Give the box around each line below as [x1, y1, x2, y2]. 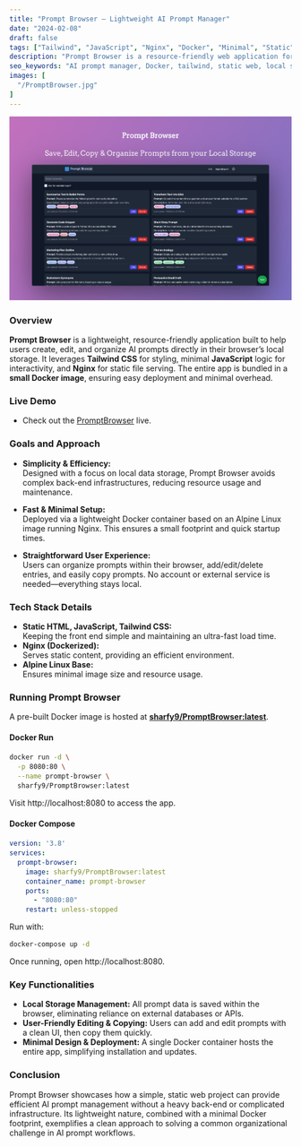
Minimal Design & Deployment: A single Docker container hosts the [21, 1037, 274, 1048]
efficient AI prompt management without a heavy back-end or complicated [9, 1099, 285, 1109]
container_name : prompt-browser [25, 876, 146, 886]
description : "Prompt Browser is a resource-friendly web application [9, 52, 279, 62]
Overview [9, 314, 53, 326]
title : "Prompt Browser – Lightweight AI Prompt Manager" [9, 14, 230, 23]
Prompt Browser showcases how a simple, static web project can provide [9, 1089, 280, 1100]
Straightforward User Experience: [21, 549, 151, 560]
